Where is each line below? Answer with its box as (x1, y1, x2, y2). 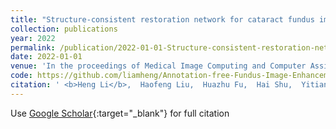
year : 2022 (10, 33, 56, 43)
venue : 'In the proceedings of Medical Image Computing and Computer (10, 61, 307, 71)
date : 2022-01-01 (10, 52, 83, 62)
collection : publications (10, 24, 118, 34)
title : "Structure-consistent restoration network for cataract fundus (10, 14, 315, 25)
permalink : (10, 42, 56, 53)
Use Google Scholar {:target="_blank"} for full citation (10, 107, 230, 119)
